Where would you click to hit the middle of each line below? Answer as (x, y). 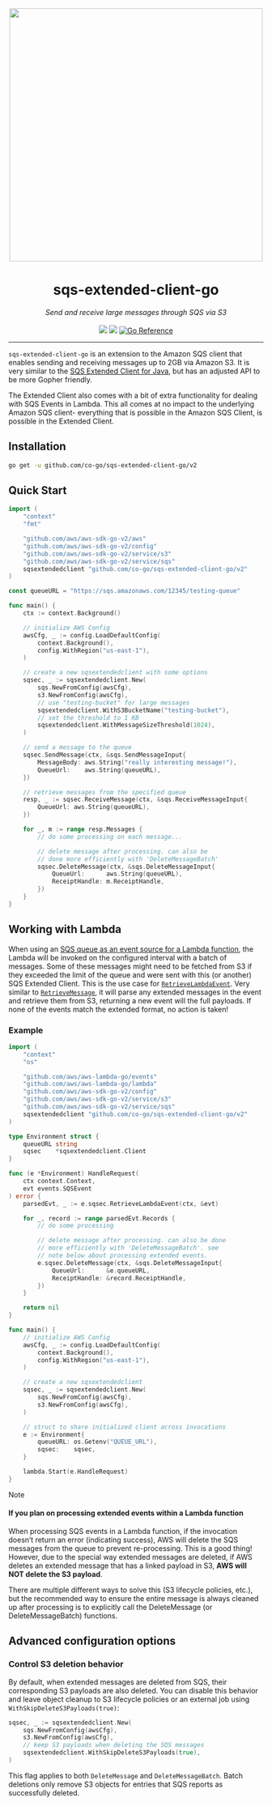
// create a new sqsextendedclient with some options (115, 673)
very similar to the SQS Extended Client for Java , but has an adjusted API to (134, 371)
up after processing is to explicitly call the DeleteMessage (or (110, 1607)
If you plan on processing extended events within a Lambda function (126, 1513)
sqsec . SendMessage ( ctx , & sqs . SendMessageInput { (104, 755)
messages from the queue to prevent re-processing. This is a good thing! (130, 1548)
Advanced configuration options (92, 1641)
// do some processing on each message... (110, 837)
